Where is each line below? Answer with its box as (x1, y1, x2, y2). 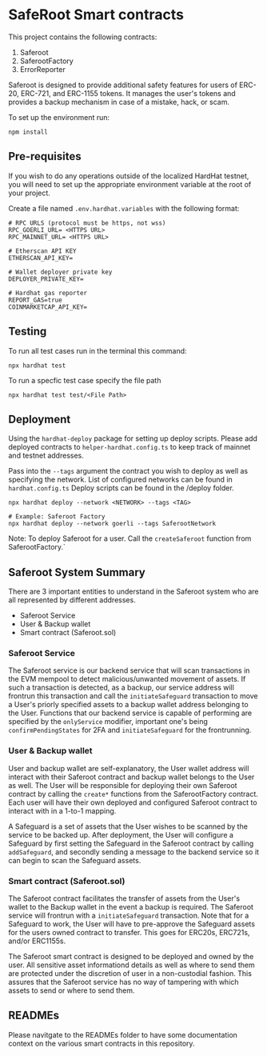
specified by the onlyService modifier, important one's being (8, 717, 208, 726)
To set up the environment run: (8, 112, 110, 122)
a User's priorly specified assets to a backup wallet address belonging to (8, 700, 249, 710)
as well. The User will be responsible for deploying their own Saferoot (8, 780, 237, 790)
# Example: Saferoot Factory (8, 513, 106, 521)
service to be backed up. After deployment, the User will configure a (8, 830, 234, 839)
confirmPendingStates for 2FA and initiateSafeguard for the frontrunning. (8, 726, 252, 735)
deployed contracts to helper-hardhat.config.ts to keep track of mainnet (8, 442, 251, 452)
